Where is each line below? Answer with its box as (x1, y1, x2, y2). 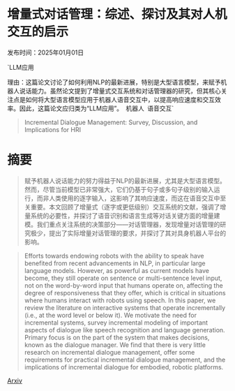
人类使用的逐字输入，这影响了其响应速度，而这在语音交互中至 (48, 193, 227, 202)
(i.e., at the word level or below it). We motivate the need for (24, 311, 197, 319)
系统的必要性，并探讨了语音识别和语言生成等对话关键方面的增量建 (30, 211, 220, 220)
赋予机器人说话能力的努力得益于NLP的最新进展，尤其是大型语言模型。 (24, 176, 227, 185)
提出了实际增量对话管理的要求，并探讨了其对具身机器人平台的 (48, 228, 227, 237)
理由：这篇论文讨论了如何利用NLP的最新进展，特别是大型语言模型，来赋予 (7, 78, 221, 86)
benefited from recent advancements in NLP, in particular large (24, 259, 206, 267)
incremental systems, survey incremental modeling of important (24, 318, 208, 327)
